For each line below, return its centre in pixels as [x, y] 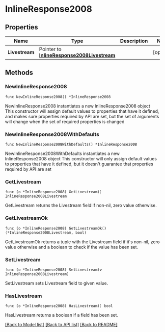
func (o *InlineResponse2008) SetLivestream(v [54, 270]
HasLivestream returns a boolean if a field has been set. [62, 315]
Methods [19, 73]
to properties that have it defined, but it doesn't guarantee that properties [79, 164]
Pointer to [50, 49]
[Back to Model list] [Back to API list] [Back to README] [61, 325]
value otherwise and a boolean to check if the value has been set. [72, 247]
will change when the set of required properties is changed [65, 122]
